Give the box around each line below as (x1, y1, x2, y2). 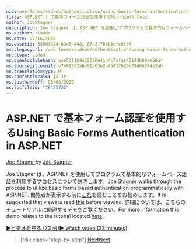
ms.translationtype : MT (6, 68, 64, 74)
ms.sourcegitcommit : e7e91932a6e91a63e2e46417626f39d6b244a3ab (6, 63, 163, 69)
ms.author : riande (6, 30, 51, 36)
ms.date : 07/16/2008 (6, 36, 57, 41)
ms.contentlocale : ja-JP (6, 74, 66, 79)
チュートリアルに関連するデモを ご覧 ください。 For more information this (6, 206, 179, 213)
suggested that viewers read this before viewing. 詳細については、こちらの (6, 198, 186, 205)
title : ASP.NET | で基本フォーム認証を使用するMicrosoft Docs (6, 14, 148, 20)
